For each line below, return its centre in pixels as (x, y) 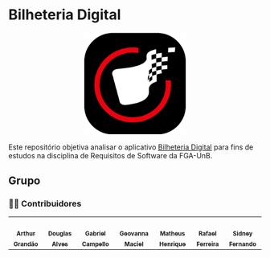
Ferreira (208, 244)
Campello (96, 244)
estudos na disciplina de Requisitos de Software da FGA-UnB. (110, 155)
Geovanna (134, 233)
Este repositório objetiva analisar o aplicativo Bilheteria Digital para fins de (131, 147)
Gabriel (95, 233)
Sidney (243, 233)
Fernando (243, 244)
